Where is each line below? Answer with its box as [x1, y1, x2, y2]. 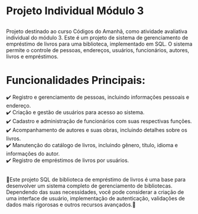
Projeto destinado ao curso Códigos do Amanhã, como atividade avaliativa [6, 28, 188, 35]
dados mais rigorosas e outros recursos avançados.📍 [6, 201, 136, 208]
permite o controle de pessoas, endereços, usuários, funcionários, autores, [6, 46, 190, 54]
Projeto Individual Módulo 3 [6, 4, 144, 18]
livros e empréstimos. [6, 53, 59, 60]
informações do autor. [6, 150, 60, 157]
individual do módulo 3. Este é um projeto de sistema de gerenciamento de [6, 34, 189, 41]
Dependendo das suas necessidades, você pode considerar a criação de [6, 188, 184, 196]
